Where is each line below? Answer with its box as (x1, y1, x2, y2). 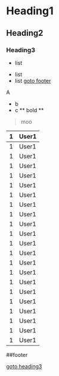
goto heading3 (6, 362, 42, 370)
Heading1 (6, 4, 54, 18)
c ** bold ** (14, 106, 44, 114)
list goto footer (14, 77, 51, 84)
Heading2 (6, 28, 44, 38)
